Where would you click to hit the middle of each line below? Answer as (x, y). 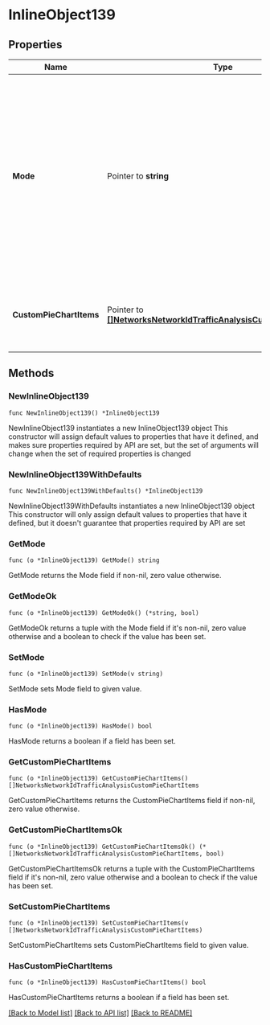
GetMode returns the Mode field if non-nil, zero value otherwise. (115, 576)
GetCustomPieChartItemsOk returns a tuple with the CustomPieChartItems (132, 868)
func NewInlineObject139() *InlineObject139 (84, 413)
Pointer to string (138, 176)
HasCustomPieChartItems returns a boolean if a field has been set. (119, 998)
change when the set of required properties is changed (100, 453)
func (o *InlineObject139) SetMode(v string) (86, 674)
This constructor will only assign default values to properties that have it (128, 514)
